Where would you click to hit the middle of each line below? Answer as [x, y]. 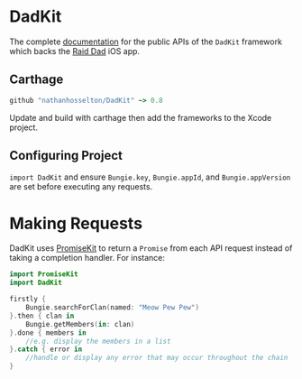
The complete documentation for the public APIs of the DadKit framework [146, 42]
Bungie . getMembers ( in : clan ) [80, 324]
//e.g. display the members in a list [98, 341]
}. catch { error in [46, 349]
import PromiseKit [44, 274]
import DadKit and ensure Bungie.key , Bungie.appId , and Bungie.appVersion [150, 177]
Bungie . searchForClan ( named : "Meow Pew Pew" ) [113, 308]
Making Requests [76, 223]
